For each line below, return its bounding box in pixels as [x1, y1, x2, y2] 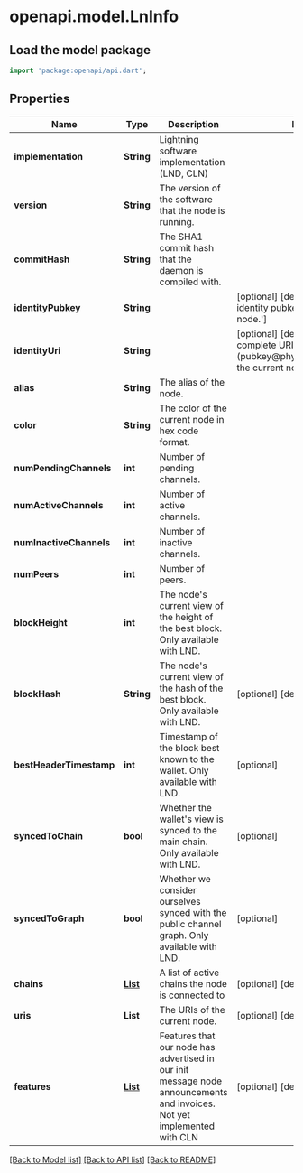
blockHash [14, 687, 61, 700]
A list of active [159, 966, 220, 979]
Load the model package [9, 42, 151, 58]
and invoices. [159, 1097, 216, 1110]
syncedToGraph [14, 912, 85, 925]
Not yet [159, 1108, 191, 1121]
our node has [159, 1040, 216, 1053]
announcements [159, 1085, 228, 1098]
